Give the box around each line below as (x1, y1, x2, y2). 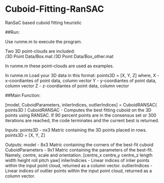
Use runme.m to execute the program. (5, 38, 82, 45)
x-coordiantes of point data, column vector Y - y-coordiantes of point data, (5, 78, 157, 83)
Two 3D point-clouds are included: (5, 48, 75, 54)
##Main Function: (5, 92, 41, 98)
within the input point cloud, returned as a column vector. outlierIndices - (5, 162, 153, 168)
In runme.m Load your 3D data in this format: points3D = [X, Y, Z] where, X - (5, 72, 160, 78)
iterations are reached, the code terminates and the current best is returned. (5, 117, 160, 123)
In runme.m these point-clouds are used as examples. (5, 63, 114, 69)
